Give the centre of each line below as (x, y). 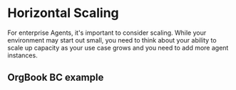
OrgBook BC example (56, 78)
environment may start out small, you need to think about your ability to (112, 40)
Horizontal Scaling (63, 13)
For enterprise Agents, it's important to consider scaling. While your (107, 33)
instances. (22, 55)
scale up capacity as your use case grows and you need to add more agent (118, 47)
